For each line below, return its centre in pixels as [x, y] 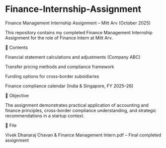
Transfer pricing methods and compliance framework [60, 67]
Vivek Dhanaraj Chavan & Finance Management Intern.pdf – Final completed [83, 135]
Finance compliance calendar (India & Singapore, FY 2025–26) [69, 86]
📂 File [11, 125]
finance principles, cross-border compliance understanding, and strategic [81, 110]
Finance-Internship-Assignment [73, 9]
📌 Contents [17, 47]
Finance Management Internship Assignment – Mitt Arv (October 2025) [78, 23]
